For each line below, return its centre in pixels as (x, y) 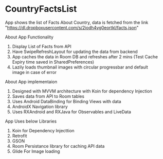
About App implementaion (31, 82)
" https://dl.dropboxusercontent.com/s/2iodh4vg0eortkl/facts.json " (72, 27)
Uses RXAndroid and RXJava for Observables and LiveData (72, 112)
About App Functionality (29, 37)
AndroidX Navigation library (40, 106)
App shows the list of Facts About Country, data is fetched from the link (77, 22)
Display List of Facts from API (42, 46)
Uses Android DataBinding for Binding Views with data (67, 101)
